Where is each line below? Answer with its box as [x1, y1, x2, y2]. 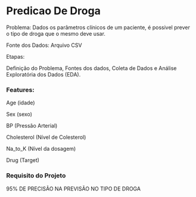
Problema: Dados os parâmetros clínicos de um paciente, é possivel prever [6, 24, 191, 31]
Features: [6, 85, 35, 94]
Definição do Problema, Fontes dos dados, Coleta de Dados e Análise [6, 64, 177, 72]
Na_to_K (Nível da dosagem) [6, 145, 76, 152]
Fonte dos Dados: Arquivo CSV [6, 42, 82, 49]
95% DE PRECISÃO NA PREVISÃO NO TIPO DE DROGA [6, 185, 141, 192]
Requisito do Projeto [6, 171, 66, 180]
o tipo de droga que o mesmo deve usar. [6, 30, 106, 37]
